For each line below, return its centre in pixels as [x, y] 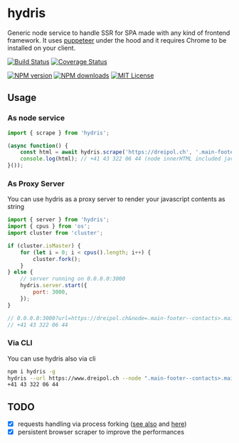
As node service [36, 118]
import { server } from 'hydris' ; [59, 220]
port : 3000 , [51, 292]
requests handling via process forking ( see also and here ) [102, 424]
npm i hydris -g [31, 371]
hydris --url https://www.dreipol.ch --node [74, 378]
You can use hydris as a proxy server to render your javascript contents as [116, 199]
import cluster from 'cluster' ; [55, 233]
